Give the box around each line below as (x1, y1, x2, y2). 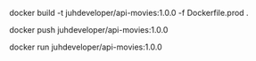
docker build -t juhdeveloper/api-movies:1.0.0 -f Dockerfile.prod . (9, 8, 249, 18)
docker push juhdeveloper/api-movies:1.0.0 (9, 25, 169, 34)
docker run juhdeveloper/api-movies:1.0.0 (9, 42, 162, 52)
